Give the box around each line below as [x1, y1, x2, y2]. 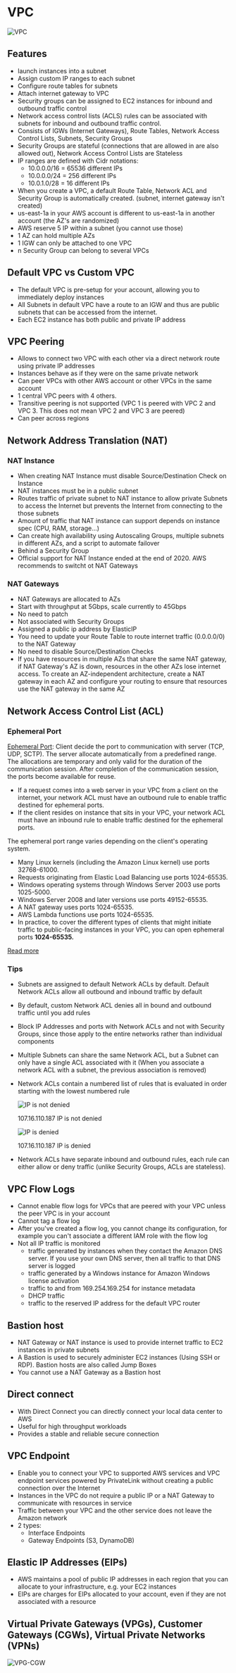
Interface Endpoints [27, 1529, 86, 1537]
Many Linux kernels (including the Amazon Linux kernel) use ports [17, 858, 210, 867]
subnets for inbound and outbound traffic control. [17, 119, 162, 127]
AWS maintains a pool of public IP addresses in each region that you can [17, 1575, 229, 1584]
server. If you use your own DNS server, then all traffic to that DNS [27, 1254, 221, 1262]
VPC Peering [7, 335, 65, 347]
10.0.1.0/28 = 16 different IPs [27, 179, 111, 187]
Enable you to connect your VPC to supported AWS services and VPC [17, 1469, 221, 1477]
